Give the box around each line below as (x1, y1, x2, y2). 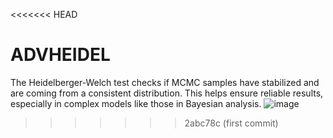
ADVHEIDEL (10, 44, 111, 66)
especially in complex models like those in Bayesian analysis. (10, 97, 262, 109)
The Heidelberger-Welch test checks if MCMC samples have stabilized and (10, 76, 320, 88)
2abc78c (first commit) (184, 117, 279, 129)
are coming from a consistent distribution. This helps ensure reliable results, (10, 87, 324, 99)
